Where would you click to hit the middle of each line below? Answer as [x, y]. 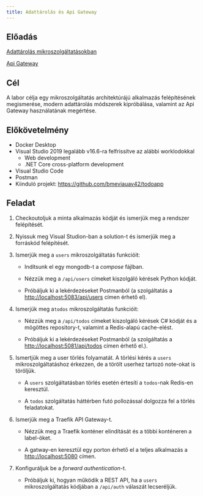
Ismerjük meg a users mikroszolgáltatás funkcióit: [78, 255]
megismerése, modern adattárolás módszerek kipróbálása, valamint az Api [100, 104]
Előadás [22, 37]
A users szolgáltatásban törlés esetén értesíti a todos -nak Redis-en [109, 382]
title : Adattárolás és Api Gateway [52, 12]
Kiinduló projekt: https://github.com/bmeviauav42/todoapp [89, 184]
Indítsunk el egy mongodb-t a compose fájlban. [84, 266]
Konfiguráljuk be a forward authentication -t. [71, 468]
